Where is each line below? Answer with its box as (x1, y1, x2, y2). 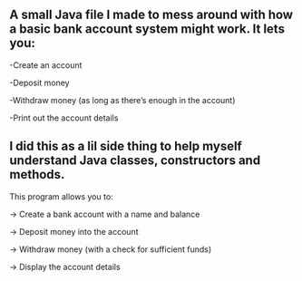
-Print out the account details (9, 112, 119, 123)
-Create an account (9, 59, 83, 71)
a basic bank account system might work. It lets (9, 22, 286, 37)
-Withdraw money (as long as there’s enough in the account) (9, 94, 236, 105)
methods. (9, 167, 65, 182)
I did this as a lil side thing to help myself (9, 139, 242, 154)
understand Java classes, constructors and (9, 153, 261, 169)
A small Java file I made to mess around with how (9, 7, 293, 23)
